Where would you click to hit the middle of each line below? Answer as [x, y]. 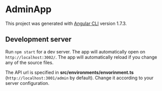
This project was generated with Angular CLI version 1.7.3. [66, 23]
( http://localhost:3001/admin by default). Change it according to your [79, 78]
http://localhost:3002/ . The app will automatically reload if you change [81, 57]
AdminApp [29, 9]
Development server [38, 39]
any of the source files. [29, 63]
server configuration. [27, 83]
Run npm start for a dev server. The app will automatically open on [75, 51]
